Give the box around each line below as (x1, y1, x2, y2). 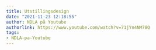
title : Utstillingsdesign (6, 8, 69, 14)
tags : (6, 30, 19, 36)
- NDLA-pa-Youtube (6, 35, 51, 41)
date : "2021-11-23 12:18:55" (6, 14, 77, 20)
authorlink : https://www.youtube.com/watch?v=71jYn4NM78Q (6, 24, 150, 30)
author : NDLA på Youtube (6, 19, 67, 25)
